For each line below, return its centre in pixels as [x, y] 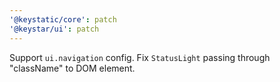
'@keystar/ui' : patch [54, 29]
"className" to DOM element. [72, 68]
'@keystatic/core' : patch [63, 19]
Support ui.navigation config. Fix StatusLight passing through [140, 57]
